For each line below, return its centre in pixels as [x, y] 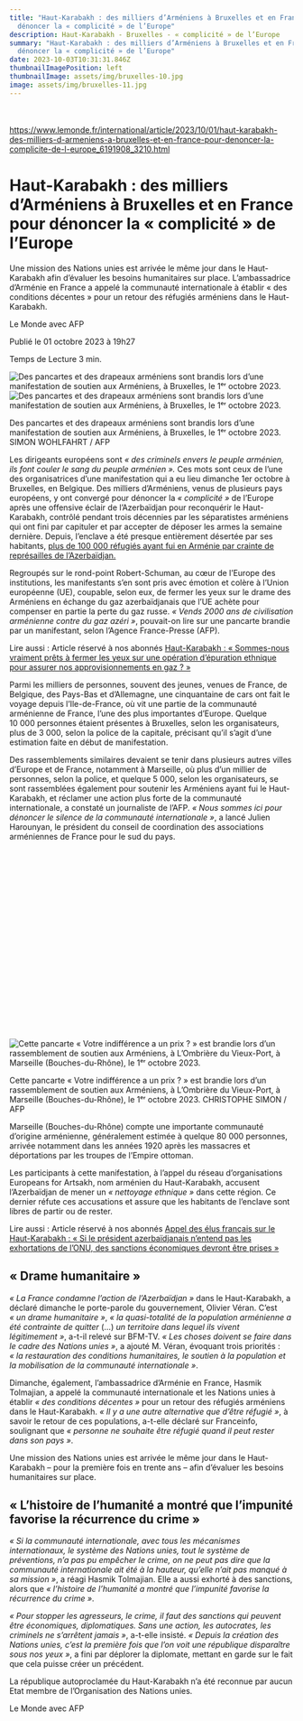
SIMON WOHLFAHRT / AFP [60, 442]
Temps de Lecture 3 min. [55, 358]
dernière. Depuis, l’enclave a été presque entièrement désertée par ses [141, 536]
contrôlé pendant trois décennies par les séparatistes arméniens [169, 516]
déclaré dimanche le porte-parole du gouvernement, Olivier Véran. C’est [143, 1307]
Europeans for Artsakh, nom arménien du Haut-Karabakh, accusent [134, 1182]
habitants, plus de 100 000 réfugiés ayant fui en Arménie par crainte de [142, 545]
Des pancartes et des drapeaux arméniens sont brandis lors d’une [132, 423]
